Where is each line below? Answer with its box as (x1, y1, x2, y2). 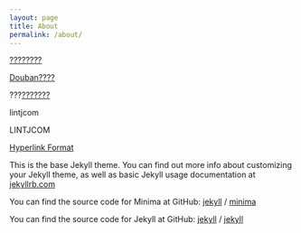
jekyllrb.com (9, 179, 56, 190)
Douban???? (9, 72, 56, 83)
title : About (9, 22, 59, 31)
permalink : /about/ (9, 30, 83, 39)
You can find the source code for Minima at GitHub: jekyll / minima (9, 196, 257, 208)
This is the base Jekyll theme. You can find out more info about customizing (9, 160, 292, 171)
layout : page (9, 13, 59, 23)
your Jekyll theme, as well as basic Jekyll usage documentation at (9, 169, 256, 181)
